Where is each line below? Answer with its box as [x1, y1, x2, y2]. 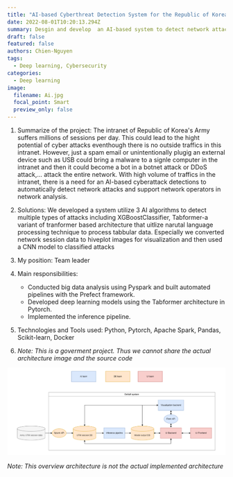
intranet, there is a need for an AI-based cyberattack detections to [17, 177, 207, 186]
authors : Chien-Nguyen [7, 48, 73, 55]
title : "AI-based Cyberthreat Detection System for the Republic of [7, 11, 209, 18]
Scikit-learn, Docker [17, 333, 75, 341]
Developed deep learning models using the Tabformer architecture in [27, 298, 225, 306]
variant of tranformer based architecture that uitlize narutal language [17, 220, 214, 229]
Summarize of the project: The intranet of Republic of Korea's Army [17, 126, 210, 135]
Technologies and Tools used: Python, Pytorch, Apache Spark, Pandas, [17, 326, 221, 334]
